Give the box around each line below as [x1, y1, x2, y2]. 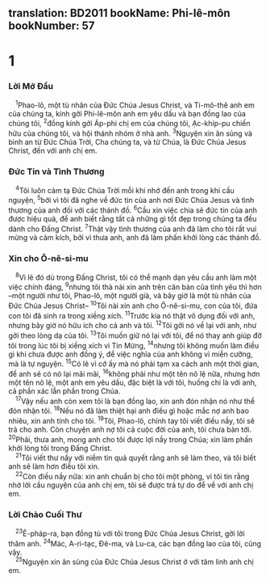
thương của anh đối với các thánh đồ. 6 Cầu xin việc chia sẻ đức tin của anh [8, 204, 258, 215]
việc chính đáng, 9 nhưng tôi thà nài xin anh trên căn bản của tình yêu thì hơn [8, 280, 262, 292]
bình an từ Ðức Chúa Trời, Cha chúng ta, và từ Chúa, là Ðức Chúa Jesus [8, 137, 247, 146]
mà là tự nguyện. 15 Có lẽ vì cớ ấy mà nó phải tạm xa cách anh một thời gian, [8, 357, 260, 369]
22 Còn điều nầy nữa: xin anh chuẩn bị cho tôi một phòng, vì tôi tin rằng [15, 470, 250, 481]
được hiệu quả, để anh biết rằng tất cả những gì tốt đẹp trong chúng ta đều [8, 214, 257, 224]
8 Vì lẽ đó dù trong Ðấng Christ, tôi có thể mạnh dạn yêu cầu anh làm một [15, 271, 257, 282]
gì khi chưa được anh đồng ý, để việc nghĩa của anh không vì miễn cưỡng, [8, 349, 253, 359]
